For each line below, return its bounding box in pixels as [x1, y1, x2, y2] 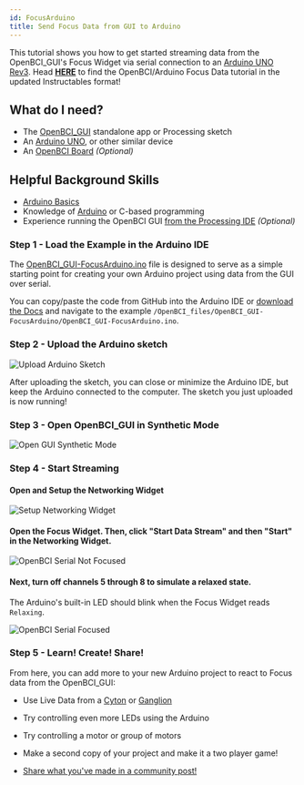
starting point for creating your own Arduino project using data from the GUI [9, 269, 294, 280]
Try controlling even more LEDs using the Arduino [22, 712, 209, 723]
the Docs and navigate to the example [9, 306, 152, 317]
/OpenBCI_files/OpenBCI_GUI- [153, 307, 264, 317]
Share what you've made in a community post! [22, 765, 198, 776]
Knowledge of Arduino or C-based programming [22, 206, 205, 217]
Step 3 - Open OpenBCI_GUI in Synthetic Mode [9, 418, 220, 431]
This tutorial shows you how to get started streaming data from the [9, 46, 260, 57]
